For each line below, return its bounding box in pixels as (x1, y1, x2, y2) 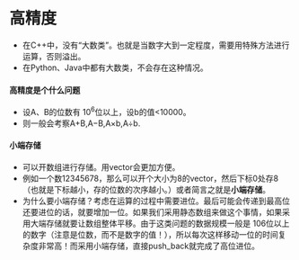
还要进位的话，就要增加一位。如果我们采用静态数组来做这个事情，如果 (22, 207, 283, 217)
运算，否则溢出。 (22, 50, 86, 61)
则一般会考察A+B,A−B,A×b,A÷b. (22, 118, 141, 129)
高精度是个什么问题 (9, 85, 81, 95)
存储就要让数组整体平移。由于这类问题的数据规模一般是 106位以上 (46, 218, 290, 229)
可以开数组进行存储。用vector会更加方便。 (22, 162, 180, 172)
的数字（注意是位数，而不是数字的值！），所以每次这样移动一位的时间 (22, 229, 278, 239)
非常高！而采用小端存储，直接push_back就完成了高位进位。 (38, 240, 260, 251)
